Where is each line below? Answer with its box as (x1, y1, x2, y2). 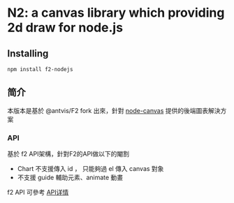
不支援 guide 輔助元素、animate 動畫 (17, 173, 124, 182)
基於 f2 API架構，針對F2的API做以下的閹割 (7, 150, 130, 158)
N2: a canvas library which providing (7, 5, 225, 21)
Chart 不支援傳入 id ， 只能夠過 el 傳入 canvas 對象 (17, 165, 164, 173)
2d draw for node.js (7, 20, 124, 36)
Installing (7, 47, 49, 59)
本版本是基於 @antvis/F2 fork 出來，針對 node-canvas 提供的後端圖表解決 (7, 106, 221, 114)
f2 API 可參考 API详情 (7, 188, 69, 197)
